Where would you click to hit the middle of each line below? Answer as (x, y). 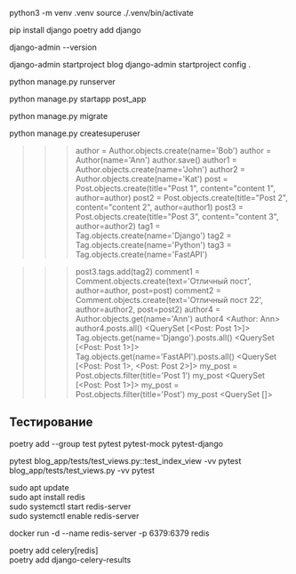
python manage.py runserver (62, 82)
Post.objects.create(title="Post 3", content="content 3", (177, 216)
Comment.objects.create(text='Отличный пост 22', (169, 300)
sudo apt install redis (48, 497)
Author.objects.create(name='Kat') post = (152, 179)
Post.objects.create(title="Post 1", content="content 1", (175, 188)
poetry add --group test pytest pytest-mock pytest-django (116, 443)
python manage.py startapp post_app (78, 99)
